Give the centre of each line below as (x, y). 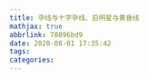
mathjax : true (36, 26)
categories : (32, 60)
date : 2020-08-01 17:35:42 (60, 43)
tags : (20, 52)
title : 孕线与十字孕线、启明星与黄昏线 (74, 18)
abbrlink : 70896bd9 (46, 35)
